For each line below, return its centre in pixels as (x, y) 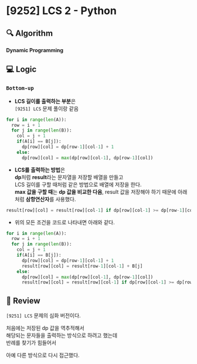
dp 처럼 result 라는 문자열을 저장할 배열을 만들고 (69, 177)
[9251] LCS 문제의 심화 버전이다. (43, 316)
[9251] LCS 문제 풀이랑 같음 (47, 108)
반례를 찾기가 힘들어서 (31, 343)
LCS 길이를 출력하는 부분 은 (45, 101)
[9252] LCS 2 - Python (62, 11)
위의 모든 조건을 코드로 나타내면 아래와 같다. (65, 222)
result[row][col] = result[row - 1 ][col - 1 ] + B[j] (82, 266)
